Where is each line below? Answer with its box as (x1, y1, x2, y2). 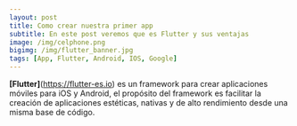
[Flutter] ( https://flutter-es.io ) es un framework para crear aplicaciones (9, 79, 268, 89)
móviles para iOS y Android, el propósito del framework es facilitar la (9, 88, 261, 98)
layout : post (9, 12, 58, 22)
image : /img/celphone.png (9, 37, 105, 47)
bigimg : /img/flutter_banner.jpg (9, 46, 134, 55)
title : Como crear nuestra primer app (9, 21, 153, 30)
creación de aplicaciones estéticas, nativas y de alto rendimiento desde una (9, 98, 288, 107)
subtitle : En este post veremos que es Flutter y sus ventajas (9, 29, 250, 38)
